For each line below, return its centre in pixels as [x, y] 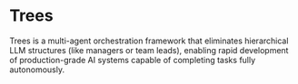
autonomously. [37, 70]
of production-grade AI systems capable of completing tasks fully [133, 60]
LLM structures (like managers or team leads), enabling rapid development [149, 50]
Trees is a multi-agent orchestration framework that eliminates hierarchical [149, 41]
